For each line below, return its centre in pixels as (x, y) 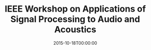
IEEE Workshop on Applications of (75, 9)
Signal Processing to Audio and (75, 19)
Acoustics (75, 30)
